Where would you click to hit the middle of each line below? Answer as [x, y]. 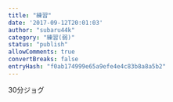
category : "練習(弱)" [41, 37]
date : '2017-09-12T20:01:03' [56, 23]
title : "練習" [30, 15]
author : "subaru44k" [42, 30]
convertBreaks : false [43, 60]
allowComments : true [42, 52]
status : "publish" [38, 45]
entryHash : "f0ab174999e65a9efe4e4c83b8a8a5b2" [87, 67]
